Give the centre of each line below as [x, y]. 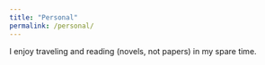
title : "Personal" [44, 17]
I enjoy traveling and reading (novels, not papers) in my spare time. [133, 51]
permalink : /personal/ [52, 26]
